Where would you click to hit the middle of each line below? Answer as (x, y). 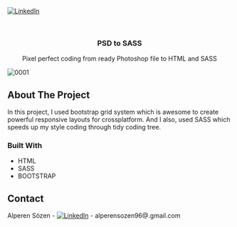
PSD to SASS (120, 43)
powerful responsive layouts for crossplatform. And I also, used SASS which (119, 120)
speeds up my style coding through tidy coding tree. (84, 127)
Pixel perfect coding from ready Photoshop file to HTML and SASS (120, 59)
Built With (25, 146)
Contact (26, 198)
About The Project (49, 95)
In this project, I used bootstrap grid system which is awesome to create (113, 112)
